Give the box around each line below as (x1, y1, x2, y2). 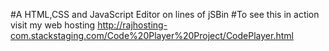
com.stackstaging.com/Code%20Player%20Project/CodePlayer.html (10, 30, 294, 41)
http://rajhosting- (97, 19, 168, 31)
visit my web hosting (10, 19, 96, 31)
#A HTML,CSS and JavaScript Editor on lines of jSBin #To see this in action (10, 9, 320, 20)
